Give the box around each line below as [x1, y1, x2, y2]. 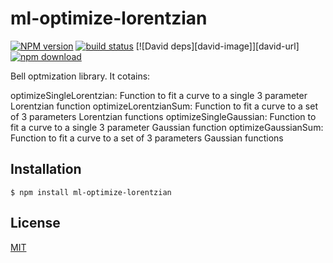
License [10, 215, 61, 232]
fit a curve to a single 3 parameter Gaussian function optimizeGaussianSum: [10, 121, 324, 133]
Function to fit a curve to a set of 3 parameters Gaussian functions [10, 132, 284, 144]
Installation [10, 161, 82, 178]
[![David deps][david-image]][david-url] [135, 40, 300, 52]
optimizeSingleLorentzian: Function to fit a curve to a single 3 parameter [10, 89, 308, 101]
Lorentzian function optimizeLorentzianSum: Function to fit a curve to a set [10, 100, 318, 112]
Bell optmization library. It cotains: [10, 70, 151, 82]
